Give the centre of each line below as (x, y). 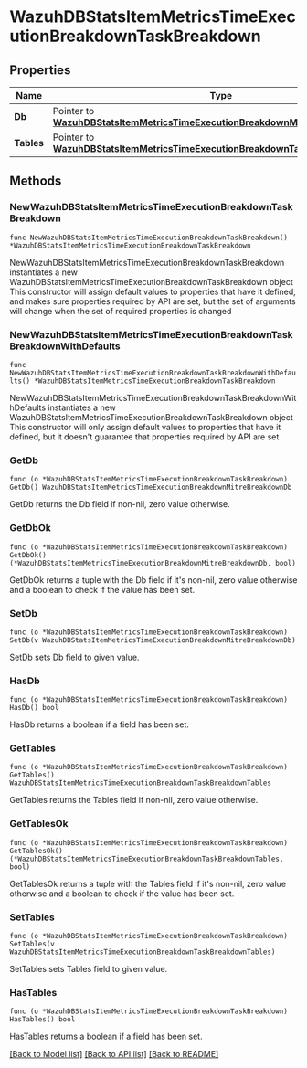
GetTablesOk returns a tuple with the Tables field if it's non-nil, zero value (148, 883)
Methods (36, 181)
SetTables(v (32, 944)
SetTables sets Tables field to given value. (89, 969)
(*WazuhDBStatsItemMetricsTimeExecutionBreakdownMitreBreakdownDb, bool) (153, 563)
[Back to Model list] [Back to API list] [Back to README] (114, 1054)
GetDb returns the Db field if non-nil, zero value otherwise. (120, 504)
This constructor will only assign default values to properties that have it (145, 427)
